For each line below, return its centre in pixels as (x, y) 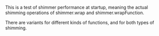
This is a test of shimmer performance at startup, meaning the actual (76, 7)
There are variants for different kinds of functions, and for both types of (80, 23)
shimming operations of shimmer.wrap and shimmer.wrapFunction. (75, 13)
